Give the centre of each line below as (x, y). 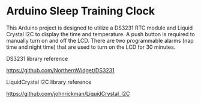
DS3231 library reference (37, 58)
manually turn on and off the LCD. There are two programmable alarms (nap (100, 40)
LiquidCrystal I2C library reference (49, 82)
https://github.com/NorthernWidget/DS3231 (61, 70)
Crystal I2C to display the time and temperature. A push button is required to (100, 34)
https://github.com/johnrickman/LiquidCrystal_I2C (68, 93)
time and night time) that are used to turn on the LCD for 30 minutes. (91, 47)
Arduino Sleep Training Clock (81, 11)
